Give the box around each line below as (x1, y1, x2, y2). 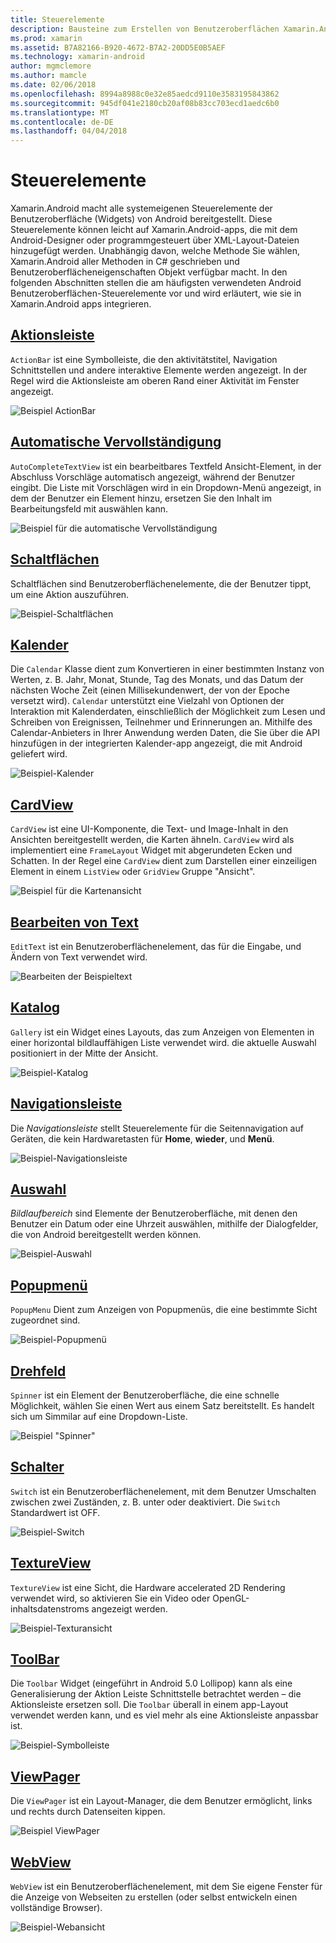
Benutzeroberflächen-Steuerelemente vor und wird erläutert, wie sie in (10, 287, 302, 300)
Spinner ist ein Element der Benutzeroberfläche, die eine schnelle (10, 1389, 280, 1401)
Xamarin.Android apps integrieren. (10, 298, 152, 310)
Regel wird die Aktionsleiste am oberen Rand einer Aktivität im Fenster (10, 374, 300, 386)
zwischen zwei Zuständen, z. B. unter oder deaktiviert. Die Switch (10, 1496, 281, 1508)
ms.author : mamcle (10, 71, 87, 81)
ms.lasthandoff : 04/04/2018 (10, 126, 128, 136)
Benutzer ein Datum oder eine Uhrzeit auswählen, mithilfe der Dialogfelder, (10, 1218, 319, 1230)
